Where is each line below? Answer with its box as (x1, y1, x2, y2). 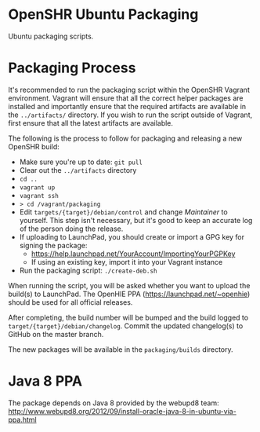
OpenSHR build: (8, 141, 60, 151)
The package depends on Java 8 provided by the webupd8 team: (8, 398, 219, 408)
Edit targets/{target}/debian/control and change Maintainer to (19, 207, 229, 217)
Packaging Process (8, 59, 136, 77)
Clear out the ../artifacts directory (19, 165, 137, 174)
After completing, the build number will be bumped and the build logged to (8, 313, 249, 322)
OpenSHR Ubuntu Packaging (8, 5, 199, 24)
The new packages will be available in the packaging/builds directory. (8, 344, 233, 354)
